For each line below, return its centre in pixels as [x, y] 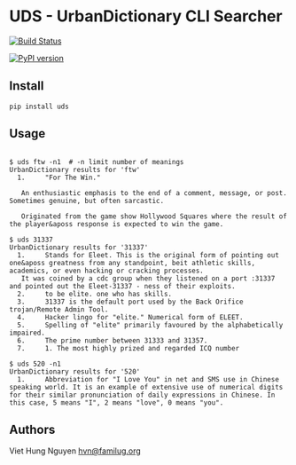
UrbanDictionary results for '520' [75, 371]
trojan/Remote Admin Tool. [59, 309]
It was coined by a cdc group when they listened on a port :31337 [148, 278]
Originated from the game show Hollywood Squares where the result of [154, 216]
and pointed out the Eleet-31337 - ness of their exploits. [123, 286]
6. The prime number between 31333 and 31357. [113, 340]
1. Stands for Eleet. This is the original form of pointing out [148, 255]
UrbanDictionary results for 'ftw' [75, 169]
